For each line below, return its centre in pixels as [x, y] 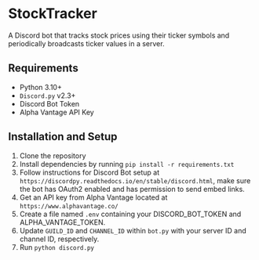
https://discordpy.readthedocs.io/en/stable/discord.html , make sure [135, 180]
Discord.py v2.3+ [47, 96]
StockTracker [53, 14]
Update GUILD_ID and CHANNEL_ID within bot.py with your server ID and [133, 230]
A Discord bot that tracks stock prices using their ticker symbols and [119, 35]
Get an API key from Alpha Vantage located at [93, 197]
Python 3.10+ [41, 87]
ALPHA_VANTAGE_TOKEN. [62, 222]
